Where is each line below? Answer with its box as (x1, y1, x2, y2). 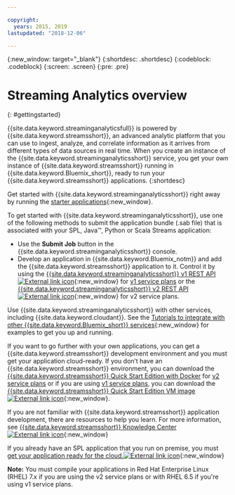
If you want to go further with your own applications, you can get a (7, 342, 200, 351)
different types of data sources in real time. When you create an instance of (7, 146, 226, 155)
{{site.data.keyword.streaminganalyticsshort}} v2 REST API (17, 284, 189, 293)
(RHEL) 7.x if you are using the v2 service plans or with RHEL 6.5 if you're (7, 472, 219, 481)
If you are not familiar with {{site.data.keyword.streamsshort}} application (7, 408, 220, 416)
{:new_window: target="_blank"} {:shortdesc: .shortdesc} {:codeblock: (7, 55, 212, 63)
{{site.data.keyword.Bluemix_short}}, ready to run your (7, 169, 166, 177)
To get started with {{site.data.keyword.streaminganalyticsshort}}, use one (7, 211, 223, 220)
